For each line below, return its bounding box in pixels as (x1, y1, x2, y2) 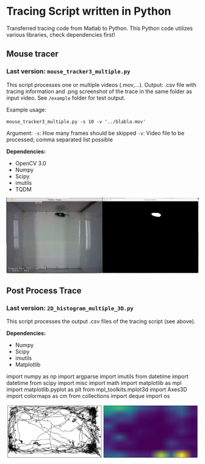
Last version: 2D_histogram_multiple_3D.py (6, 304, 134, 312)
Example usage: (6, 106, 47, 113)
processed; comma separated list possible (6, 136, 113, 143)
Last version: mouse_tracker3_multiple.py (6, 67, 131, 76)
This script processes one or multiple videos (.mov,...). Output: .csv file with (6, 81, 196, 88)
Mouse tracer (6, 49, 59, 59)
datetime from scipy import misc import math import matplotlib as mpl (6, 380, 182, 387)
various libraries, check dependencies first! (6, 31, 115, 38)
